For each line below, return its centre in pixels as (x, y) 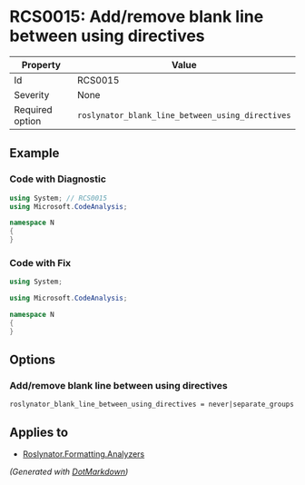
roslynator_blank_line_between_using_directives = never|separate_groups (152, 405)
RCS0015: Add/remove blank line (137, 17)
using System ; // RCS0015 (58, 198)
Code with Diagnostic (58, 179)
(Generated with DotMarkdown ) (69, 472)
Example (34, 153)
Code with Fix (40, 262)
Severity (32, 94)
